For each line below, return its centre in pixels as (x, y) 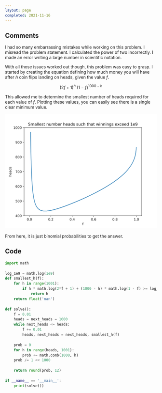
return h (40, 294)
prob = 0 (22, 345)
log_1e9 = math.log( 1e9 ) (30, 273)
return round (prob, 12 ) (38, 371)
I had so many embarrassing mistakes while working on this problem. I (75, 47)
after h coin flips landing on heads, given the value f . (57, 77)
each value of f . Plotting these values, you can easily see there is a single (78, 102)
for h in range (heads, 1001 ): (44, 350)
